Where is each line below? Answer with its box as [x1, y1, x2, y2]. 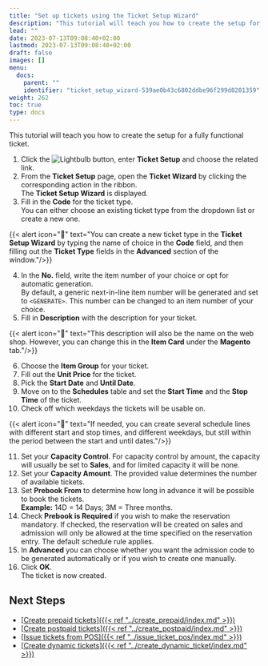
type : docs [9, 109, 46, 117]
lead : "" [9, 26, 38, 34]
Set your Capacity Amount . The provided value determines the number [20, 469, 258, 478]
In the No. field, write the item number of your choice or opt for [20, 271, 229, 280]
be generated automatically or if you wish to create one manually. [20, 554, 237, 563]
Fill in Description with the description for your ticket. [20, 313, 198, 323]
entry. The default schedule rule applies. [20, 537, 154, 546]
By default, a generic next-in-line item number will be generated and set [20, 287, 258, 297]
